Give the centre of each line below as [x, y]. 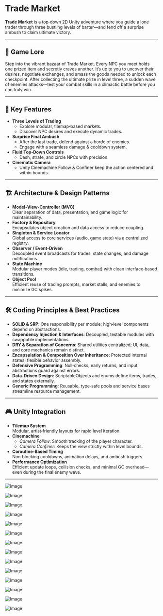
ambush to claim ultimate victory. [38, 32]
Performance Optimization [39, 462]
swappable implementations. [41, 340]
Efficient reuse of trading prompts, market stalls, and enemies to [76, 284]
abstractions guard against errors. [46, 371]
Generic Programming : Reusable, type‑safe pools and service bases [81, 386]
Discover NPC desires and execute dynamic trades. [71, 131]
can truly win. [19, 89]
